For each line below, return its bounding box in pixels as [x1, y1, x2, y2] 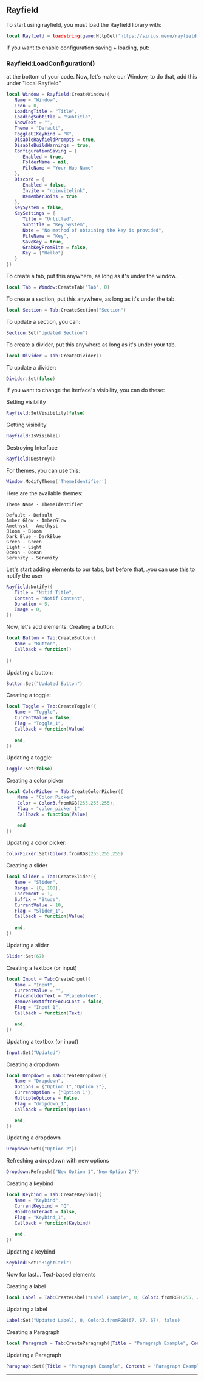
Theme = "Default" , [14, 125, 64, 132]
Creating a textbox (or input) [6, 964, 77, 972]
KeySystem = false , [14, 204, 64, 211]
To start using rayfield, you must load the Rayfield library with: [6, 21, 162, 28]
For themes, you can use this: [6, 467, 80, 475]
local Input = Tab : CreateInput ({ [6, 976, 91, 982]
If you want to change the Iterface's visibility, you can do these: [6, 387, 165, 394]
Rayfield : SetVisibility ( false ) [6, 410, 86, 417]
